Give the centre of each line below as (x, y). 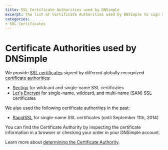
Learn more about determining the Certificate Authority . (62, 142)
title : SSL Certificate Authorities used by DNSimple (62, 10)
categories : (17, 19)
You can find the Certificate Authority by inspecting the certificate (73, 127)
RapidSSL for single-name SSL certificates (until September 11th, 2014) (85, 118)
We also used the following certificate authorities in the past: (67, 108)
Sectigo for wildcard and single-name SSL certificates (68, 88)
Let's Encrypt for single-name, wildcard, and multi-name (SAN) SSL (82, 93)
